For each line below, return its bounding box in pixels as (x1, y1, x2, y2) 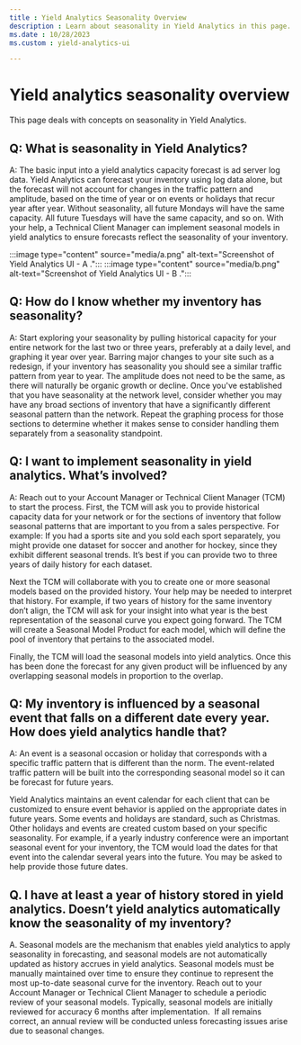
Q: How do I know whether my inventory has (9, 294, 262, 310)
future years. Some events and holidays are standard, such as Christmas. (9, 814, 280, 824)
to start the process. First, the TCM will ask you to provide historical (9, 501, 260, 512)
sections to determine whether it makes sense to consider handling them (9, 418, 279, 428)
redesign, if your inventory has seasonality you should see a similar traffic (9, 361, 283, 372)
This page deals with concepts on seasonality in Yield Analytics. (9, 114, 247, 126)
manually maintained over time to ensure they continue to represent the (9, 968, 274, 979)
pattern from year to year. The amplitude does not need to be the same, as (9, 370, 286, 381)
